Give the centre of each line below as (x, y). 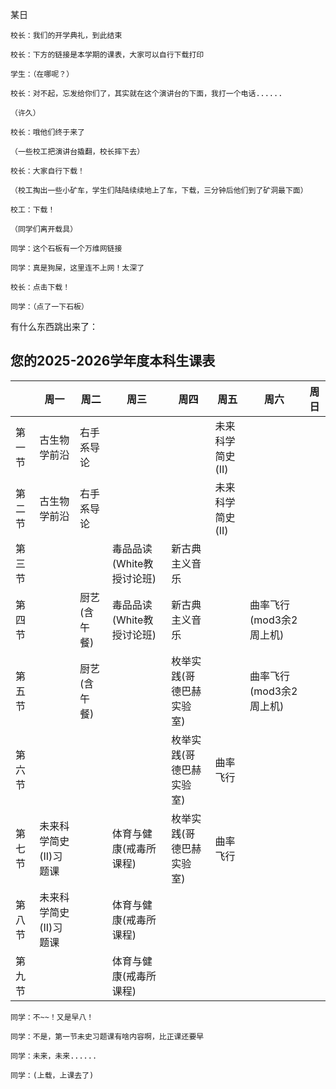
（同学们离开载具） (44, 229)
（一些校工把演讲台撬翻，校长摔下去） (77, 152)
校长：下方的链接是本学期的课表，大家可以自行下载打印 (107, 55)
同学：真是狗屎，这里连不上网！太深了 (77, 268)
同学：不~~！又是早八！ (52, 1017)
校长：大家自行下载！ (47, 171)
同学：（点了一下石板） (49, 307)
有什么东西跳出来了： (54, 326)
